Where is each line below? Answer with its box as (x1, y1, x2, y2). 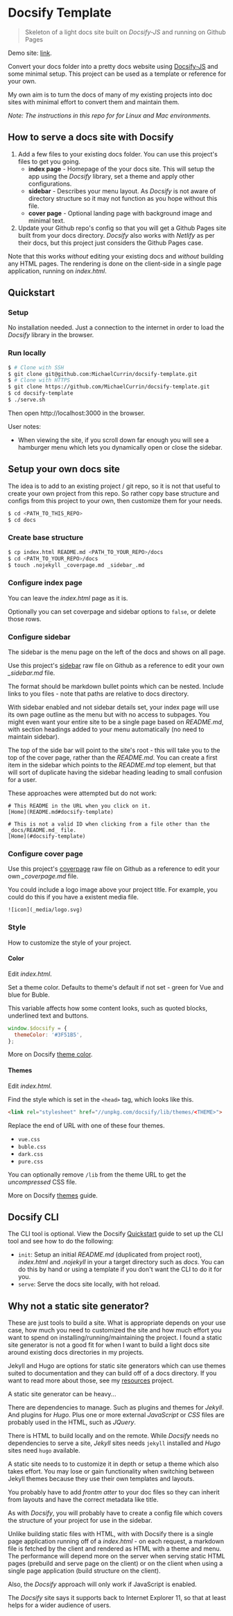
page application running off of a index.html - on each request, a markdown (8, 1537, 225, 1546)
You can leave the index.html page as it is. (8, 594, 128, 602)
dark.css (17, 1150, 44, 1158)
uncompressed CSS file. (8, 1177, 77, 1186)
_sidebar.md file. (8, 669, 55, 677)
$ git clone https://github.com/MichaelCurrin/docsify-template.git (8, 384, 210, 391)
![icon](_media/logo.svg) (8, 906, 83, 913)
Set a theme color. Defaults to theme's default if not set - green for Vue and (8, 983, 224, 991)
